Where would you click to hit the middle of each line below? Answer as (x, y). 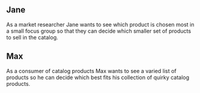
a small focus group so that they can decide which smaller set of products (99, 31)
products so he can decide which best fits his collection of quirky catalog (98, 77)
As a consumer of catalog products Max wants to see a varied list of (92, 71)
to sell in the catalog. (32, 37)
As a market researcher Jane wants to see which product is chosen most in (100, 24)
